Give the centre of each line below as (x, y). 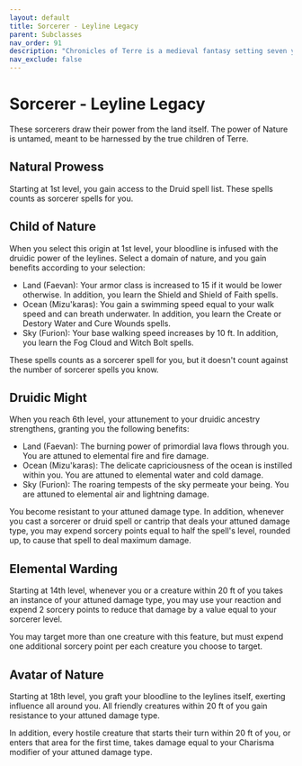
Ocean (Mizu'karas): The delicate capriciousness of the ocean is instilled (157, 466)
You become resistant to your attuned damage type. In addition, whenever (147, 512)
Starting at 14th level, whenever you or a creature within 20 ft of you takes (146, 590)
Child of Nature (53, 227)
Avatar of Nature (57, 675)
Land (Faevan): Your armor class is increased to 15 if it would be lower (152, 285)
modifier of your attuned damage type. (81, 752)
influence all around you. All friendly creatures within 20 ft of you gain (138, 706)
